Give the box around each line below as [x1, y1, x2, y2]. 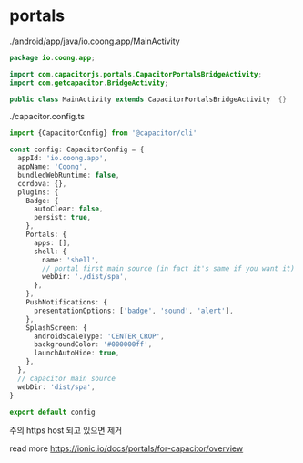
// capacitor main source [17, 374, 116, 383]
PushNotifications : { [25, 298, 107, 307]
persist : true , [33, 213, 92, 222]
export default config [9, 407, 96, 417]
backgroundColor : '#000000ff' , [33, 340, 153, 349]
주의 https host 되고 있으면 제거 [9, 425, 123, 436]
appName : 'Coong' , [17, 162, 88, 171]
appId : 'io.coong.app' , [17, 154, 107, 163]
